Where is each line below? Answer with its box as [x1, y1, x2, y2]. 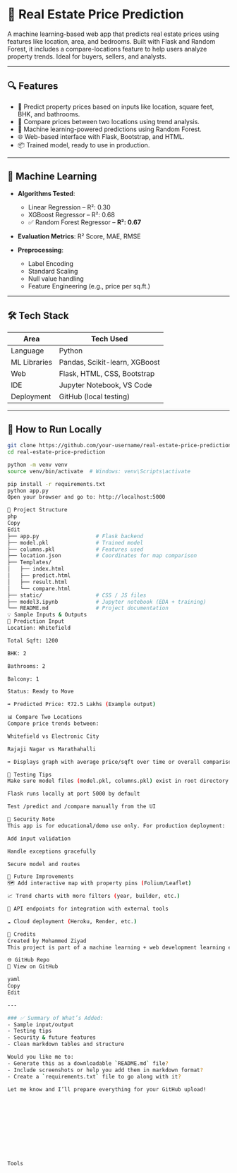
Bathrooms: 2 [7, 662, 46, 669]
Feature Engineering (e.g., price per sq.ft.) [28, 281, 150, 290]
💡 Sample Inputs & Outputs [7, 612, 87, 619]
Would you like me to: [7, 1054, 74, 1061]
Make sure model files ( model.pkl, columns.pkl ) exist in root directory [7, 777, 229, 785]
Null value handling [28, 274, 85, 283]
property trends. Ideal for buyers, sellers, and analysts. [7, 52, 167, 61]
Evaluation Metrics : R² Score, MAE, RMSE [17, 232, 141, 241]
